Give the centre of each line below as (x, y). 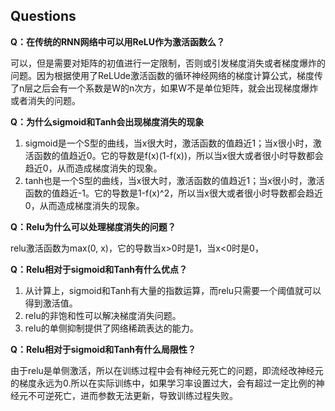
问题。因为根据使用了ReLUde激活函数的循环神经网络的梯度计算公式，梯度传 (167, 75)
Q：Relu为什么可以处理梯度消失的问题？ (93, 226)
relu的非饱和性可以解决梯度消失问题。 (103, 315)
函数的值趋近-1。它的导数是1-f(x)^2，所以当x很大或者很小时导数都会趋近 (173, 193)
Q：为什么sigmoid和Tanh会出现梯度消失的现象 (107, 121)
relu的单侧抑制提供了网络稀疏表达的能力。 (111, 328)
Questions (43, 16)
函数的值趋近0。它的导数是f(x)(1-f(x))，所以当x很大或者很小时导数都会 (178, 155)
